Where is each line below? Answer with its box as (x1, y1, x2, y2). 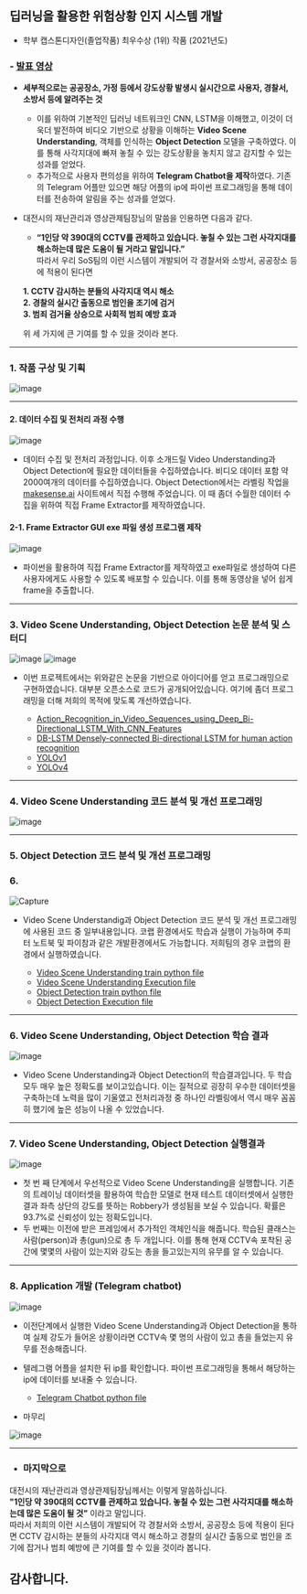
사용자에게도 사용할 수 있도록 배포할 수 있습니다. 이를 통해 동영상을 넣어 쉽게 (22, 572, 294, 583)
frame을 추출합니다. (22, 584, 94, 595)
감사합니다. (9, 1571, 69, 1587)
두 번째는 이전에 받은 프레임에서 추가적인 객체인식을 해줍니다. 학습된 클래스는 (22, 1224, 297, 1235)
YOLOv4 (36, 762, 69, 773)
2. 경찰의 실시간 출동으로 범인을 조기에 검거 (22, 297, 175, 308)
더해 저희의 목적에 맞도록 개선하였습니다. (47, 695, 192, 706)
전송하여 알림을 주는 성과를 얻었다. (53, 193, 176, 204)
